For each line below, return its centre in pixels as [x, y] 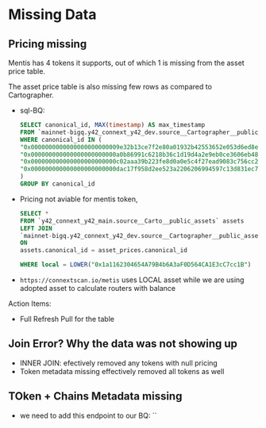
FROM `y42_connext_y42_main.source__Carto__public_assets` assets [132, 221]
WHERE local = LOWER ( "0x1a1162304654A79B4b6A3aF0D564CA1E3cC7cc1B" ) [135, 265]
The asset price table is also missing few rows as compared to [110, 86]
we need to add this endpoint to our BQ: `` [88, 415]
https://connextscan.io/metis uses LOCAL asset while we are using [132, 280]
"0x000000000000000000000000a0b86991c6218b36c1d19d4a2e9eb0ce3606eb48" [141, 155]
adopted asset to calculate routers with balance [98, 288]
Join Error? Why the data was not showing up [123, 344]
